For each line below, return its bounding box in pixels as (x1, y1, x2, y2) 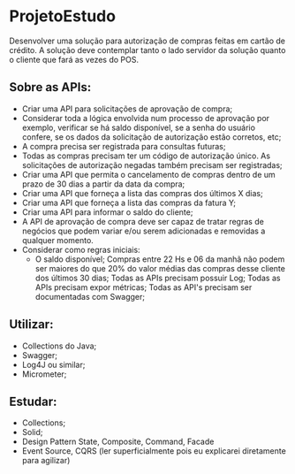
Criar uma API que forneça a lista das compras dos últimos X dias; (21, 187, 263, 198)
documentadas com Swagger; (34, 291, 146, 302)
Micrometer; (21, 369, 67, 379)
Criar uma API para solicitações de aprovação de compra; (21, 103, 233, 114)
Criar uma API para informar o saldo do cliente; (21, 206, 193, 218)
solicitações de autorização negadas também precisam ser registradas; (21, 159, 283, 170)
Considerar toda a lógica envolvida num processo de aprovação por (21, 112, 270, 123)
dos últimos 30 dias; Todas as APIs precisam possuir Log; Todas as (34, 272, 281, 283)
